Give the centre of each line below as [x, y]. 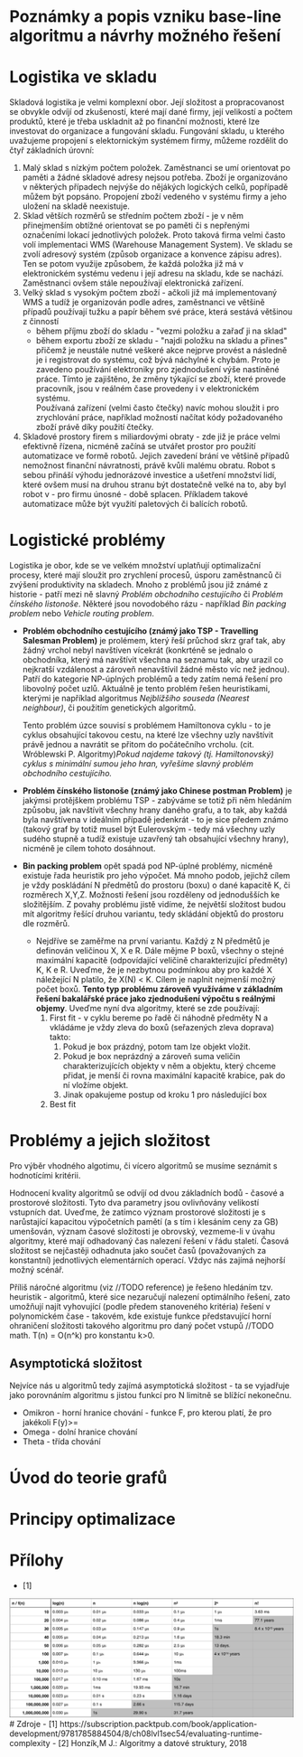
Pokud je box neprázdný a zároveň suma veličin [151, 1057]
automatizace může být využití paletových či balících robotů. [135, 504]
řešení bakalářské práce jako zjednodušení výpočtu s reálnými [156, 999]
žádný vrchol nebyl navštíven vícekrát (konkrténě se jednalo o [138, 650]
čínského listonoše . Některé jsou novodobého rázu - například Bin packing [148, 604]
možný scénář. [37, 1270]
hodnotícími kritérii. [45, 1175]
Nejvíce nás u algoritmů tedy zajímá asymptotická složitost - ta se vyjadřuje [150, 1386]
